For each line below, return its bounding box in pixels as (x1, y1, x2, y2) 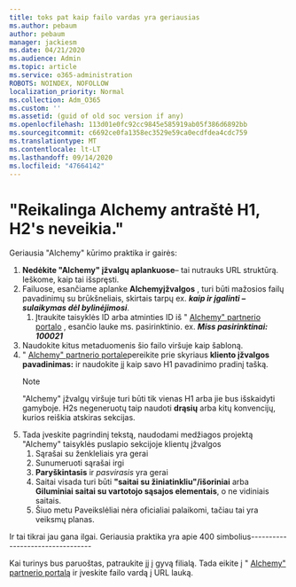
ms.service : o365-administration (9, 71, 133, 80)
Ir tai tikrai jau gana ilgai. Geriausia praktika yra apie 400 (9, 531, 215, 542)
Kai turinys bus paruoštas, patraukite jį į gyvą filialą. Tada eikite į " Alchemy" (9, 558, 286, 568)
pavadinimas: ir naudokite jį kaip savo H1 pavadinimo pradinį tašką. (21, 359, 269, 370)
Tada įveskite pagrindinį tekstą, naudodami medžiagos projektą (21, 429, 253, 440)
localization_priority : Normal (9, 87, 125, 96)
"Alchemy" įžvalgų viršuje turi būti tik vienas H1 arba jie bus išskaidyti (21, 394, 276, 404)
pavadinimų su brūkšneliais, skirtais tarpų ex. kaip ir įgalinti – (21, 293, 246, 304)
